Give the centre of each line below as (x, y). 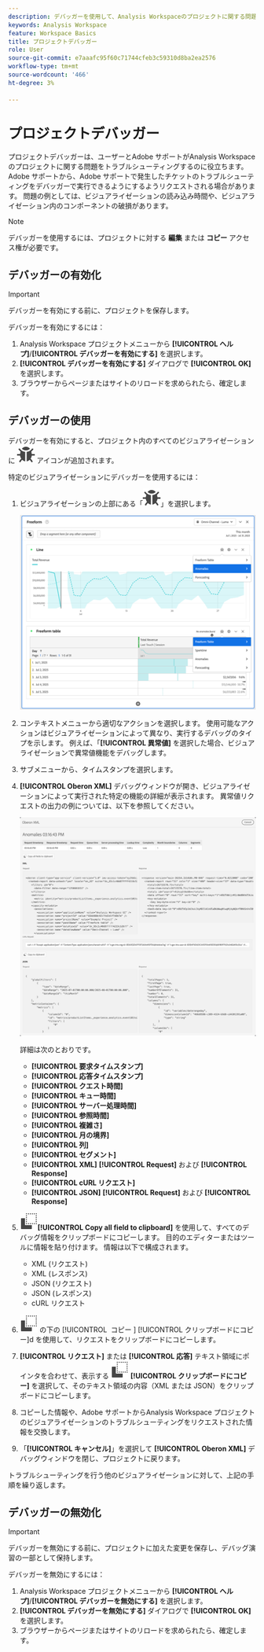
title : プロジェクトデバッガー (53, 42)
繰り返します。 (46, 1485)
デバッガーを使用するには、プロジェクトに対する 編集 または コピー (118, 238)
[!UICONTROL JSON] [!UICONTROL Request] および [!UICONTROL (141, 1193)
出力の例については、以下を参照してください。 (123, 806)
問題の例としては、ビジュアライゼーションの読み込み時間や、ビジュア (136, 196)
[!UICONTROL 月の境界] (70, 1135)
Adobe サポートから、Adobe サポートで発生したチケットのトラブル (117, 176)
